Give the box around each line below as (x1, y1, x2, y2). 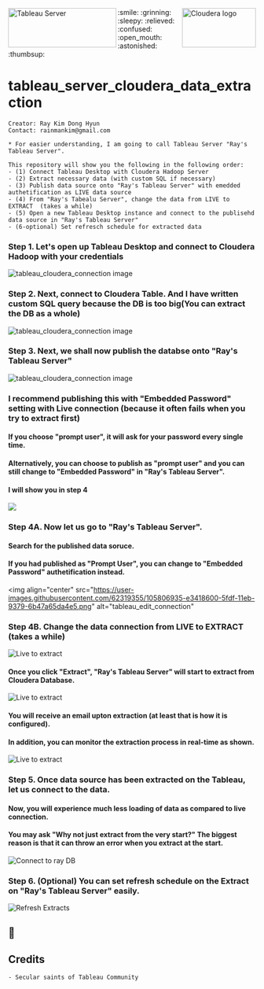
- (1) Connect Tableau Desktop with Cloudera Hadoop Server (8, 168, 210, 175)
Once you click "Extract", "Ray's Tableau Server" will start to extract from (8, 666, 255, 676)
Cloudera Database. (8, 675, 75, 685)
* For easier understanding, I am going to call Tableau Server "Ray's (8, 140, 247, 148)
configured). (8, 719, 51, 729)
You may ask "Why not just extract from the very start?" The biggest (8, 830, 237, 840)
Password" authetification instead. (8, 567, 126, 577)
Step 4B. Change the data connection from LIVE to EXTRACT (8, 621, 244, 632)
